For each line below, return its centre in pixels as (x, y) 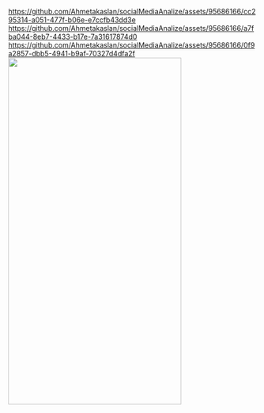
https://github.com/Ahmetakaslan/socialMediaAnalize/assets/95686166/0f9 (132, 45)
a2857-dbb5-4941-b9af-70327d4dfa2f (72, 54)
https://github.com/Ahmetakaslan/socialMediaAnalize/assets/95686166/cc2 (132, 11)
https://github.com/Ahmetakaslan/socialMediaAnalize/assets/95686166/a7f (131, 28)
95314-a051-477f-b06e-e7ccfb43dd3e (72, 20)
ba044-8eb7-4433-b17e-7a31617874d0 (73, 36)
